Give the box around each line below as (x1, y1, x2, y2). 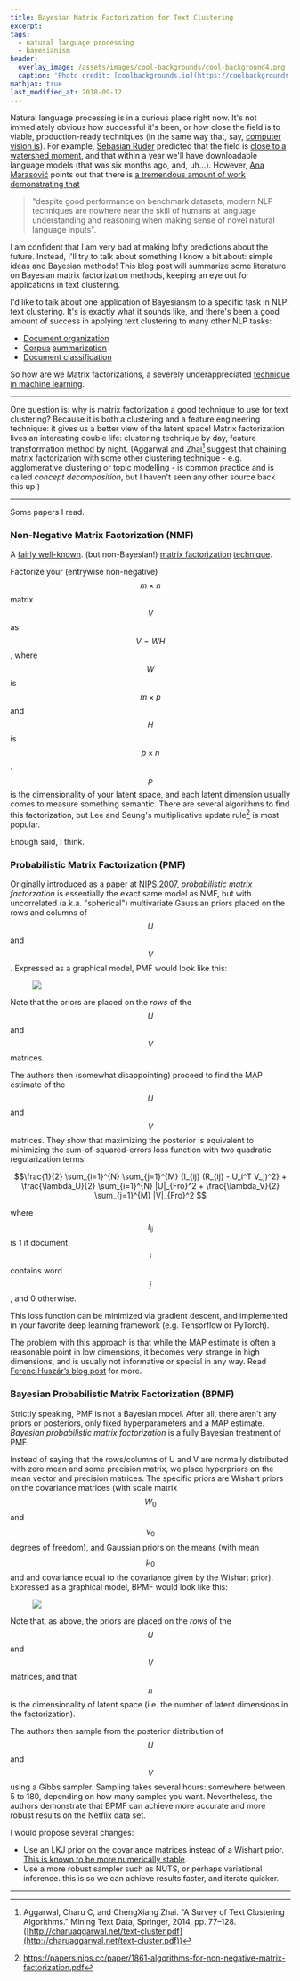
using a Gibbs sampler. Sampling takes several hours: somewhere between (10, 1781, 286, 1792)
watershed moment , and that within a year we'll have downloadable (10, 150, 257, 160)
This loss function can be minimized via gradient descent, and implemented (10, 1311, 288, 1322)
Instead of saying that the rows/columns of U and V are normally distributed (10, 1453, 288, 1464)
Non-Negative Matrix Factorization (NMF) (10, 529, 194, 542)
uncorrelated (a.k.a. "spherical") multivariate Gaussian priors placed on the (10, 897, 286, 909)
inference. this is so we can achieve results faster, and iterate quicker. (22, 1872, 280, 1883)
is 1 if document (10, 1238, 69, 1248)
